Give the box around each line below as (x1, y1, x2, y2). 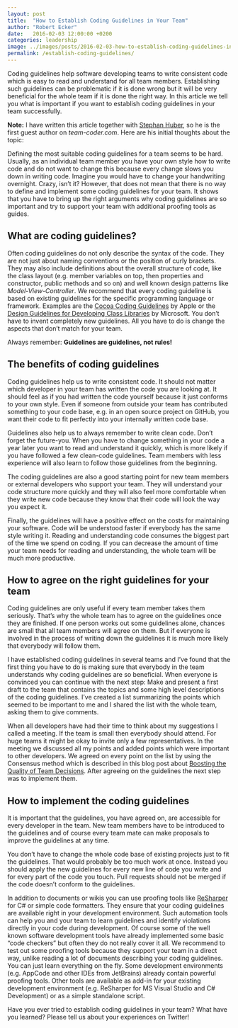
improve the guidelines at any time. (7, 836, 110, 845)
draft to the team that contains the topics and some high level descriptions (7, 685, 225, 694)
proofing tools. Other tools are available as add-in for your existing (7, 976, 201, 985)
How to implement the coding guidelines (7, 794, 190, 807)
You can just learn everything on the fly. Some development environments (7, 961, 223, 970)
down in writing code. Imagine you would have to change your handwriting (7, 171, 225, 181)
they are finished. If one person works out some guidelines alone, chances (7, 619, 225, 627)
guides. (7, 210, 30, 218)
